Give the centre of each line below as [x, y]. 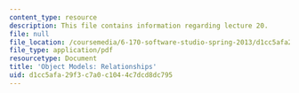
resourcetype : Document [53, 58]
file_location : [37, 42]
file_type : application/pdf [61, 50]
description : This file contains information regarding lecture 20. [139, 26]
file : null [29, 34]
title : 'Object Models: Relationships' [83, 67]
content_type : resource [53, 17]
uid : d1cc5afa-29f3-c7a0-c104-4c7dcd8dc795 [91, 75]
